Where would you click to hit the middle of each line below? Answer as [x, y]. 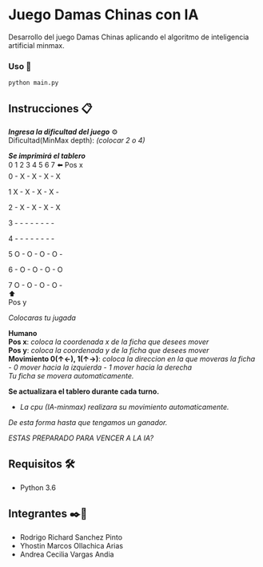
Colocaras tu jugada [42, 318]
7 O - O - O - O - [36, 286]
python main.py [34, 83]
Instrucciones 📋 [50, 109]
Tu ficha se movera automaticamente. [71, 376]
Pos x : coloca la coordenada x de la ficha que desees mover [109, 342]
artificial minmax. [37, 45]
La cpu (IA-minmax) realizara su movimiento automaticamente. [124, 407]
